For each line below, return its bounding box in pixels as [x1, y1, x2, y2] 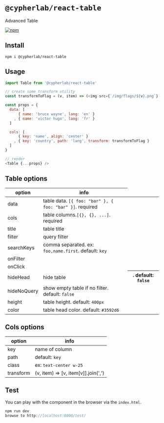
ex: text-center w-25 [35, 362, 83, 368]
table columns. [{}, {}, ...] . [43, 211, 111, 218]
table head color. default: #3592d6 [43, 306, 120, 313]
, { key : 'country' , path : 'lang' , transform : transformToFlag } [14, 139, 150, 143]
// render [5, 156, 25, 161]
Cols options [5, 323, 45, 331]
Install [5, 41, 24, 50]
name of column [35, 345, 72, 352]
